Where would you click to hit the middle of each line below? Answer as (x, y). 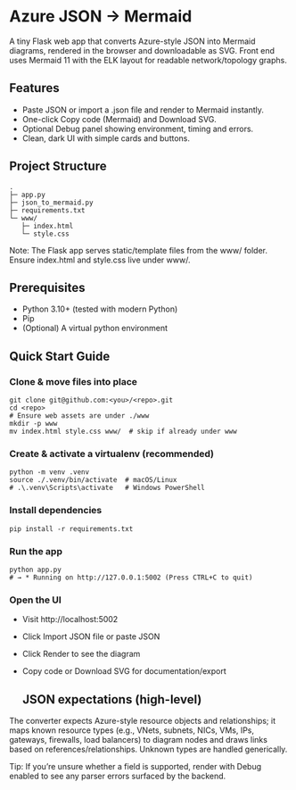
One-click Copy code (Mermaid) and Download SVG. (119, 119)
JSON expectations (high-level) (112, 699)
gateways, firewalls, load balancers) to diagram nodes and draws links (138, 740)
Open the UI (36, 600)
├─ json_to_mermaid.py (51, 203)
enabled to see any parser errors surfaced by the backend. (118, 776)
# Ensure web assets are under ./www (79, 416)
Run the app (36, 551)
